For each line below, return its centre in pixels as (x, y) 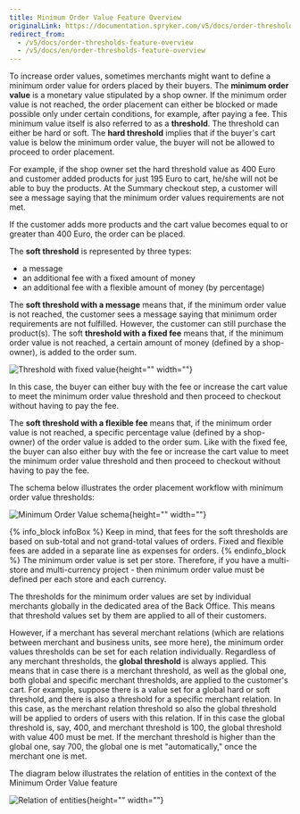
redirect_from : (37, 34)
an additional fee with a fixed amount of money (108, 278)
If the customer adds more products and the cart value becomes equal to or (149, 225)
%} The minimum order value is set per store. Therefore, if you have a (137, 561)
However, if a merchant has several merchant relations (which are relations (147, 633)
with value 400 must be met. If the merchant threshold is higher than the (142, 737)
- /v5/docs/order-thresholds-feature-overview (105, 42)
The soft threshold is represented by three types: (100, 252)
